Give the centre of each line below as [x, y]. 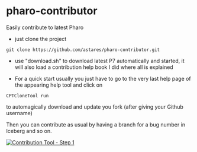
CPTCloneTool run [28, 96]
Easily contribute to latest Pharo [45, 27]
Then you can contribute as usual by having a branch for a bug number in [96, 124]
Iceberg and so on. [29, 131]
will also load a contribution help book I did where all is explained [94, 67]
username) [19, 113]
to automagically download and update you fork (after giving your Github [95, 107]
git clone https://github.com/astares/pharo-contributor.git [83, 50]
